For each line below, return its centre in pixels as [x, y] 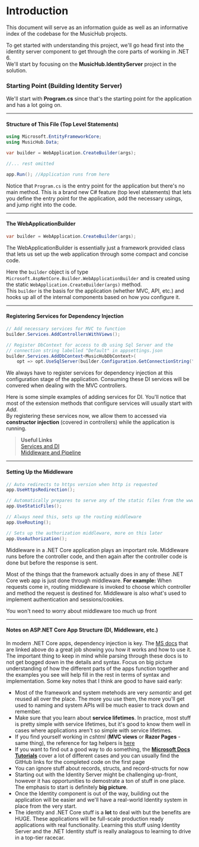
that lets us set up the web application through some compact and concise [97, 254]
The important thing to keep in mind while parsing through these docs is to [97, 656]
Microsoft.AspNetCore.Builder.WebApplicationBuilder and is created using [98, 278]
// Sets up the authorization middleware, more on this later [84, 533]
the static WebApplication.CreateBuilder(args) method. [74, 284]
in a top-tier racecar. [40, 838]
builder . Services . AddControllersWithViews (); [63, 334]
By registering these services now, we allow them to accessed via [86, 416]
